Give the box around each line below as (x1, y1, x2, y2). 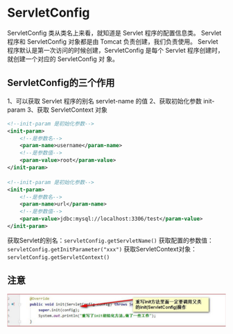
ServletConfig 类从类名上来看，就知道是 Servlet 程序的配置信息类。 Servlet (7, 28, 222, 37)
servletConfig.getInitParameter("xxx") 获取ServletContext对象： (7, 244, 198, 253)
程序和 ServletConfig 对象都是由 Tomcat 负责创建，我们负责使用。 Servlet (7, 37, 218, 46)
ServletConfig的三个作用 (7, 77, 115, 89)
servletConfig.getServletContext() (7, 253, 110, 261)
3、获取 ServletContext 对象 (26, 106, 107, 114)
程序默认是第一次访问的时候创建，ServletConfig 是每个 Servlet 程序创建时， (7, 46, 224, 54)
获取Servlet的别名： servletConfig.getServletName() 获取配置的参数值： (7, 236, 214, 244)
